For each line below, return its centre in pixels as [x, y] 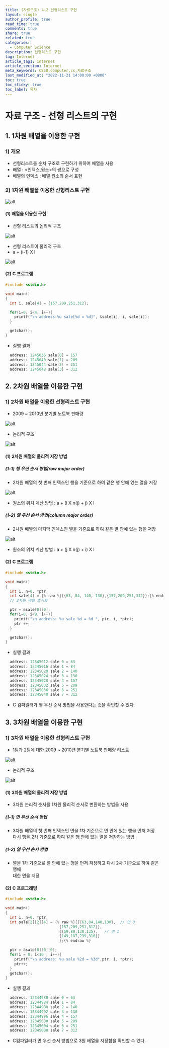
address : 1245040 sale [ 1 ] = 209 [44, 360]
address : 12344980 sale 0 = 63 [43, 998]
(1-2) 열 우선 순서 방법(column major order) [49, 515]
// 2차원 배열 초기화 [29, 601]
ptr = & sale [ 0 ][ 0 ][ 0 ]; [33, 950]
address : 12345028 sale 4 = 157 [44, 680]
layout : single [21, 15]
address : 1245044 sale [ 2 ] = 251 [44, 365]
